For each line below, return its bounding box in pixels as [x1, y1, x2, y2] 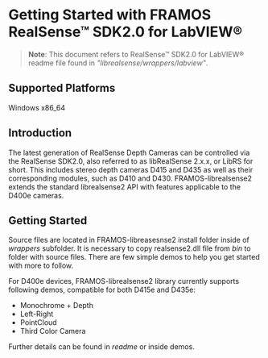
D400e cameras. [8, 190, 64, 200]
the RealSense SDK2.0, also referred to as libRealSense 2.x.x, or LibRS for [8, 156, 254, 166]
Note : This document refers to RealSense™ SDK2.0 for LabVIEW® [27, 49, 245, 59]
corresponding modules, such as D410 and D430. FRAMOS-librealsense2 [8, 173, 252, 183]
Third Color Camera [19, 327, 86, 336]
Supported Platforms [8, 81, 116, 95]
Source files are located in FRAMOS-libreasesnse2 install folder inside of [8, 235, 249, 245]
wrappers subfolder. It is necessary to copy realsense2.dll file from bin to [8, 244, 251, 253]
